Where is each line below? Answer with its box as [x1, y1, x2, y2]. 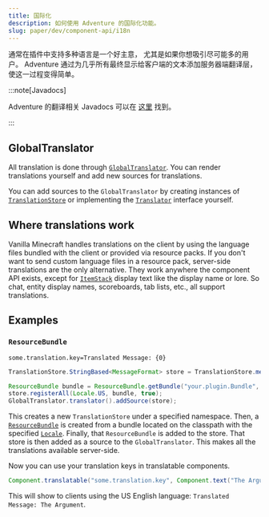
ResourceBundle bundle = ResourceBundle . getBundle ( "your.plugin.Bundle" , [8, 382, 260, 391]
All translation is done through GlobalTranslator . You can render [8, 162, 222, 172]
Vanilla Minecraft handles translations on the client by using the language [8, 239, 250, 249]
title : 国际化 [8, 11, 52, 20]
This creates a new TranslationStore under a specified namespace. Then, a [8, 411, 259, 421]
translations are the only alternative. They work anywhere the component [8, 265, 251, 275]
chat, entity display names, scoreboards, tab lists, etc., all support [8, 282, 226, 291]
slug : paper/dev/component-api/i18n [8, 26, 130, 34]
